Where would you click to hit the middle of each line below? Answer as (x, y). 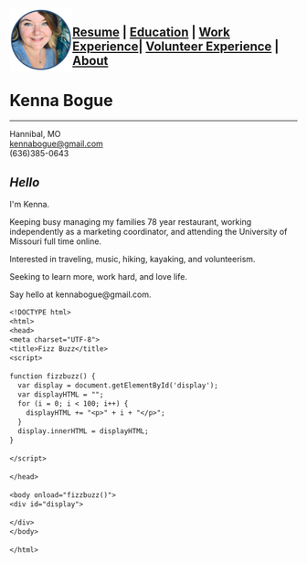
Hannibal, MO (35, 134)
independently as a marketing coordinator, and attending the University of (148, 232)
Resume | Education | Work (151, 32)
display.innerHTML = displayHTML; (83, 431)
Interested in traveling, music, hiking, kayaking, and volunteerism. (132, 260)
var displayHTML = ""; (61, 395)
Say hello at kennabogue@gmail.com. (81, 294)
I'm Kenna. (30, 205)
